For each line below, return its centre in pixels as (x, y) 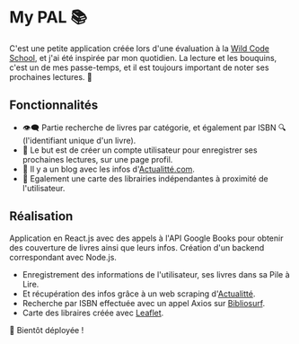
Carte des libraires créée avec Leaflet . (93, 313)
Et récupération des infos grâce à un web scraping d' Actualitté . (139, 294)
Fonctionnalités (54, 106)
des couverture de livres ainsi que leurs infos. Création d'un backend (137, 247)
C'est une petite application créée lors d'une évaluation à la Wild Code (139, 48)
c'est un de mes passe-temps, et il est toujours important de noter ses (139, 67)
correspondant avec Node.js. (63, 257)
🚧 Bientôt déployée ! (47, 330)
